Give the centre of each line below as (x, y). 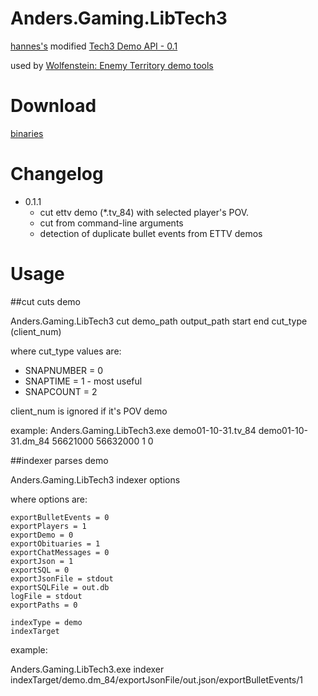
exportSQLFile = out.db (60, 587)
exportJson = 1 (42, 561)
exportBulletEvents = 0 (60, 517)
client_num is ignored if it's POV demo (89, 411)
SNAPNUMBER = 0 (64, 370)
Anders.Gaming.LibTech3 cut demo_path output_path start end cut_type (159, 321)
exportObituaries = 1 (55, 543)
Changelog (57, 174)
